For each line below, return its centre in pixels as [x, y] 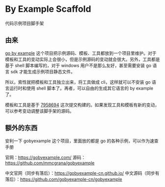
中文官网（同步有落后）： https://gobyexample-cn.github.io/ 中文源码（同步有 [82, 173]
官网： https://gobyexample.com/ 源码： [45, 157]
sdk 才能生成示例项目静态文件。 [43, 71]
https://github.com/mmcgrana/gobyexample [50, 163]
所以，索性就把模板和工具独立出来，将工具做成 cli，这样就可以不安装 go [78, 82]
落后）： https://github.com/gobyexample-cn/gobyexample [64, 179]
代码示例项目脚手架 [25, 23]
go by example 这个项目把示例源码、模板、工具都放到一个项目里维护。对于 [81, 53]
